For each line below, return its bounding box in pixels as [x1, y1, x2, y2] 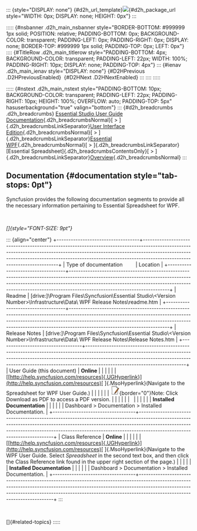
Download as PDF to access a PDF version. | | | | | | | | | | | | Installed [6, 395, 175, 402]
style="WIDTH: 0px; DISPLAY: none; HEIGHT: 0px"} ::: [6, 12, 137, 19]
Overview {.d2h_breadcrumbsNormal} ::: [90, 154, 187, 161]
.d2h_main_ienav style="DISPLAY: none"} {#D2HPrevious [6, 68, 145, 75]
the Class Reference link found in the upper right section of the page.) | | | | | [6, 458, 192, 465]
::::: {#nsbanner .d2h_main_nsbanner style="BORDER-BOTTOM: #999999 [6, 24, 185, 31]
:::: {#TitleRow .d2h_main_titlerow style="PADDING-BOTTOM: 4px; [6, 49, 168, 56]
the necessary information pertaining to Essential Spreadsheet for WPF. [6, 201, 180, 209]
